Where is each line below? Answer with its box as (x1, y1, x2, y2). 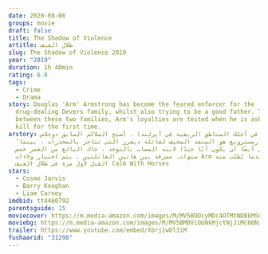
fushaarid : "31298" (8, 234, 73, 242)
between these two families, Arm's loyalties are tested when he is (15, 115, 248, 123)
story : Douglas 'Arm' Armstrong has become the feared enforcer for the (8, 100, 255, 108)
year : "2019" (8, 57, 52, 64)
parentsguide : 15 (8, 204, 66, 212)
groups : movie (8, 19, 56, 27)
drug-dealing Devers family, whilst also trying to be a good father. (15, 108, 255, 116)
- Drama (15, 93, 41, 101)
